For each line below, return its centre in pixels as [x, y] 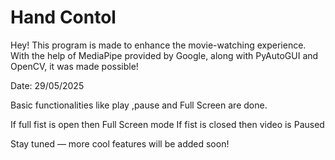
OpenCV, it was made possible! [74, 66]
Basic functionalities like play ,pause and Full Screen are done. [139, 105]
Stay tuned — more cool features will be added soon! [120, 143]
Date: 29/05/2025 [47, 85]
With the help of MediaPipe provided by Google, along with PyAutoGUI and [164, 55]
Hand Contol [63, 17]
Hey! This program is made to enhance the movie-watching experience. [158, 45]
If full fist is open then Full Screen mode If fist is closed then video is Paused [167, 124]
